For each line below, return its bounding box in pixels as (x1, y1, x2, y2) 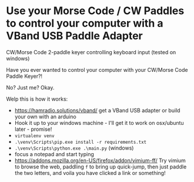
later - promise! (14, 125, 52, 133)
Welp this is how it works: (6, 95, 68, 102)
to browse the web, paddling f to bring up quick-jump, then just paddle (14, 163, 187, 170)
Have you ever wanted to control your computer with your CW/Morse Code (6, 66, 188, 73)
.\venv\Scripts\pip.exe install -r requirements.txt (14, 139, 147, 145)
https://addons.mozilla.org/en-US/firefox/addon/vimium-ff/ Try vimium (14, 157, 186, 164)
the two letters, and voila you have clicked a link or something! (14, 169, 166, 176)
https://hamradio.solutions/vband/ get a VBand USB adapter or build (14, 107, 180, 114)
